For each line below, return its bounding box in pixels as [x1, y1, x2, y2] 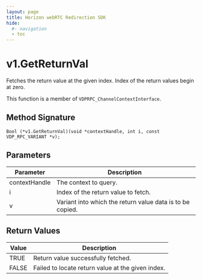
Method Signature [6, 113, 76, 123]
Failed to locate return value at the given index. [32, 263, 165, 272]
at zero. [6, 84, 25, 91]
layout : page [6, 8, 39, 15]
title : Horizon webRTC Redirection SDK [6, 14, 106, 20]
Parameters [6, 150, 51, 160]
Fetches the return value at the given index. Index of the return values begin [6, 77, 194, 84]
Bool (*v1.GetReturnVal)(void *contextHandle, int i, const [6, 128, 161, 134]
